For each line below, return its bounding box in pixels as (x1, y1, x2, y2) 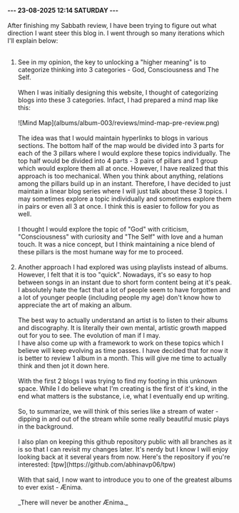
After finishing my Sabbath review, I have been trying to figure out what (7, 21, 217, 29)
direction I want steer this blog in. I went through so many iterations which (7, 29, 225, 37)
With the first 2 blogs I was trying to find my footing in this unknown (17, 377, 218, 385)
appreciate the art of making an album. (17, 301, 132, 309)
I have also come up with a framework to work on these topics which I (17, 339, 224, 347)
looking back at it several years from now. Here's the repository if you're (17, 453, 230, 461)
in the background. (17, 422, 73, 431)
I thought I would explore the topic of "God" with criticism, (17, 225, 189, 233)
